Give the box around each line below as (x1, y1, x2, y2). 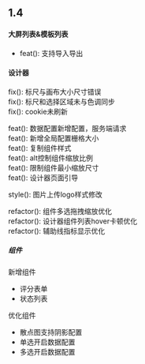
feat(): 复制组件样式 (8, 143, 72, 152)
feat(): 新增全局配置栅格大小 (8, 133, 99, 143)
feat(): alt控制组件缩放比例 (8, 153, 93, 163)
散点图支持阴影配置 (19, 327, 83, 336)
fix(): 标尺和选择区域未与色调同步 (8, 96, 116, 106)
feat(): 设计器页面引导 (8, 173, 79, 182)
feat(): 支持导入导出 (19, 48, 84, 58)
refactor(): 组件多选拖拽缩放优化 (8, 206, 113, 216)
